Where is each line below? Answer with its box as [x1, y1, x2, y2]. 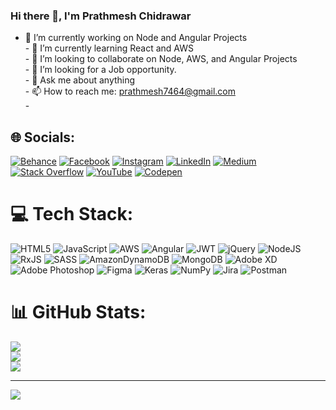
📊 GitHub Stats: [10, 301, 147, 324]
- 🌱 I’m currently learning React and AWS [24, 42, 194, 54]
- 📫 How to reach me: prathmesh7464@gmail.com [24, 85, 236, 98]
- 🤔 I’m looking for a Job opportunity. [24, 64, 177, 76]
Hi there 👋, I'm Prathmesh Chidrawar [10, 9, 192, 23]
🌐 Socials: [10, 129, 76, 146]
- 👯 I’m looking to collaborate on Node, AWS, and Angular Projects [24, 53, 298, 65]
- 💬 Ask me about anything [24, 74, 136, 86]
